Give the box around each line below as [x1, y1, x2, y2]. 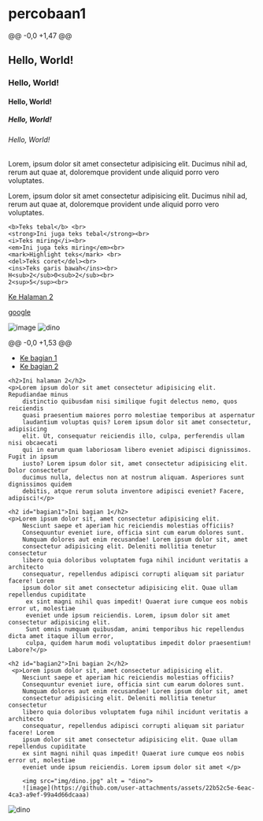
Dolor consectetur [8, 467, 69, 475]
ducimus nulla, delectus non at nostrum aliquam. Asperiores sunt [22, 474, 245, 482]
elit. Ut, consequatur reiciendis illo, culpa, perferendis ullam [22, 432, 245, 440]
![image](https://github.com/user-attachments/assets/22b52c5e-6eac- [22, 784, 256, 793]
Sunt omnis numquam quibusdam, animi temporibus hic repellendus [25, 625, 245, 633]
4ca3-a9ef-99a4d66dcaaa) [8, 791, 90, 799]
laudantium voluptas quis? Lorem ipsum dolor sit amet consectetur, [22, 419, 252, 427]
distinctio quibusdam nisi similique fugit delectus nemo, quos [22, 397, 238, 406]
